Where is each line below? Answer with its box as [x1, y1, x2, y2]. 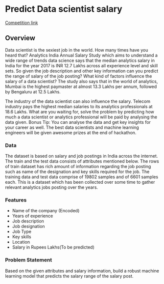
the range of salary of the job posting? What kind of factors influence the [5, 73, 152, 79]
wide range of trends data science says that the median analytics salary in [5, 57, 155, 63]
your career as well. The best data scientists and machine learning [5, 124, 139, 130]
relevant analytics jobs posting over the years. [5, 184, 98, 190]
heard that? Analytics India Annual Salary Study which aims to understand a [5, 52, 158, 58]
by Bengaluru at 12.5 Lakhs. [5, 88, 61, 94]
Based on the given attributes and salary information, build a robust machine [5, 268, 160, 274]
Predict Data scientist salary [5, 3, 122, 15]
